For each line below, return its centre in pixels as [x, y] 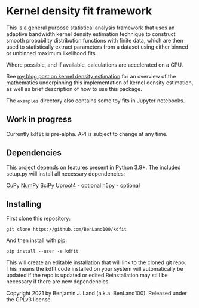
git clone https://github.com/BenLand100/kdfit [67, 230]
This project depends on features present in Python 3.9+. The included [94, 167]
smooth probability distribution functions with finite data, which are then [95, 40]
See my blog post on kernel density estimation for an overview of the [91, 76]
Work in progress [39, 120]
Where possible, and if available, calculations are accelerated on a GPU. [95, 65]
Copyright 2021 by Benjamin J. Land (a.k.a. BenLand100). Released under [97, 293]
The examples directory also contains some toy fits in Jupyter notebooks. [96, 101]
